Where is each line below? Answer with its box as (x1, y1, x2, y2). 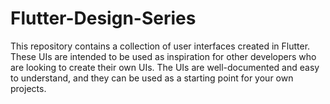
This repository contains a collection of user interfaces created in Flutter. (10, 40, 311, 52)
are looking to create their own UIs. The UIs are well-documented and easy (10, 61, 320, 73)
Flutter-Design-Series (10, 7, 197, 30)
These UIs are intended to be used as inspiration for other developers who (10, 50, 317, 62)
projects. (10, 82, 47, 94)
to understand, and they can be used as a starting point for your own (10, 72, 294, 84)
